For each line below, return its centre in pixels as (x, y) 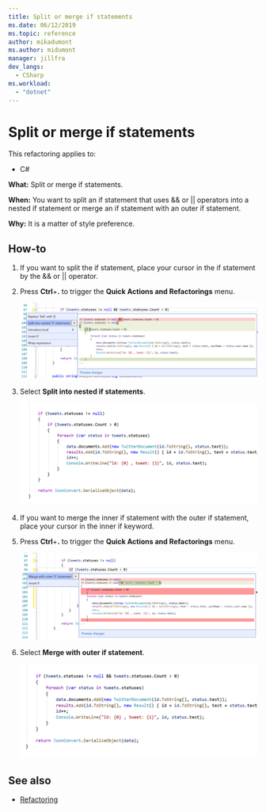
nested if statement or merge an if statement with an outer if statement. (125, 208)
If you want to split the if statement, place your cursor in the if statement (137, 268)
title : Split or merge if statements (70, 17)
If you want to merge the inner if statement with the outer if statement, (134, 518)
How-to (27, 248)
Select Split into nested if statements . (82, 391)
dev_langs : (26, 67)
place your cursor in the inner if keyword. (87, 526)
